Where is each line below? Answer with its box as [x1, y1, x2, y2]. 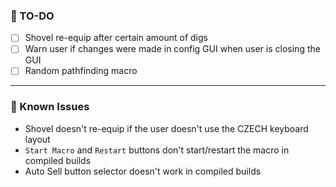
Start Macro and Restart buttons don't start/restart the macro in [24, 144, 290, 156]
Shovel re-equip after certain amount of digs [24, 32, 208, 44]
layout [24, 133, 51, 145]
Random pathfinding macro [24, 65, 138, 77]
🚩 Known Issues [10, 100, 90, 114]
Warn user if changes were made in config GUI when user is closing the [24, 43, 321, 55]
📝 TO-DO [10, 9, 55, 23]
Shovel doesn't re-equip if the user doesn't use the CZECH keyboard [24, 122, 309, 134]
